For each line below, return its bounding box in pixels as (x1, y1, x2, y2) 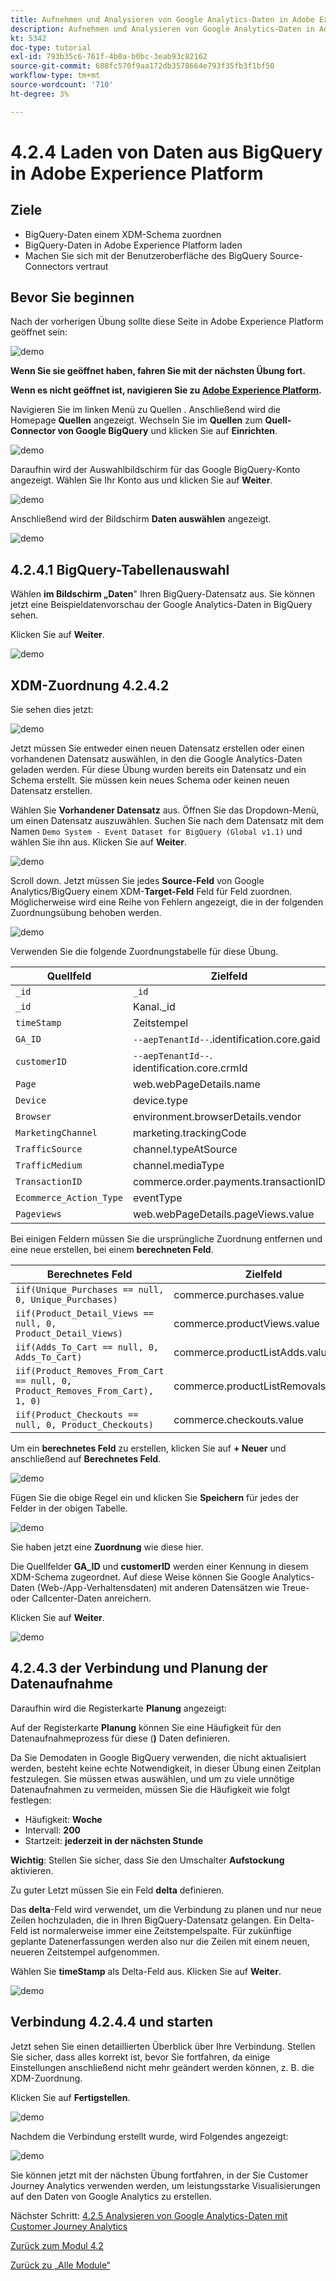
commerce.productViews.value (173, 1317, 320, 1331)
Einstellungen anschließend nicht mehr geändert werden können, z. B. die (10, 2061, 315, 2073)
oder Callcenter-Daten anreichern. (10, 1592, 152, 1605)
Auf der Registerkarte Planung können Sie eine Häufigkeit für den (10, 1721, 282, 1733)
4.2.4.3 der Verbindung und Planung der (10, 1660, 268, 1677)
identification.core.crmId (132, 1061, 248, 1075)
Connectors (24, 260, 74, 272)
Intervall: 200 (24, 1824, 82, 1836)
